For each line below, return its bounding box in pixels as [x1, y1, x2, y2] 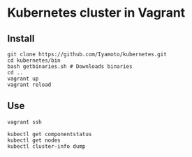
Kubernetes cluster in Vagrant [7, 5, 186, 21]
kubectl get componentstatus [7, 131, 92, 138]
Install [7, 33, 35, 44]
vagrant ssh [7, 118, 42, 126]
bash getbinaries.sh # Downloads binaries [7, 63, 133, 70]
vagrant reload [7, 81, 52, 88]
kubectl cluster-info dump [7, 142, 86, 150]
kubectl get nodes [7, 137, 61, 144]
